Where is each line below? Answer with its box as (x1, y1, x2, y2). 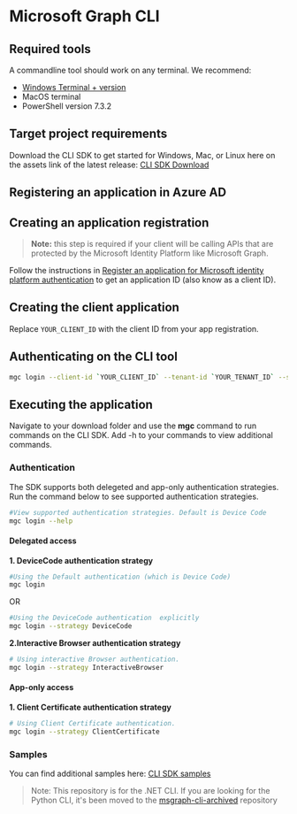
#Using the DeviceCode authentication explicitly (9, 613, 200, 623)
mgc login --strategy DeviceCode (9, 622, 133, 631)
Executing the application (9, 396, 153, 412)
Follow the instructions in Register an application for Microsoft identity (9, 265, 264, 276)
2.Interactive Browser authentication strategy (9, 638, 181, 649)
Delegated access (9, 535, 77, 546)
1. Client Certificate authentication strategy (9, 702, 172, 713)
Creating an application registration (9, 215, 209, 230)
